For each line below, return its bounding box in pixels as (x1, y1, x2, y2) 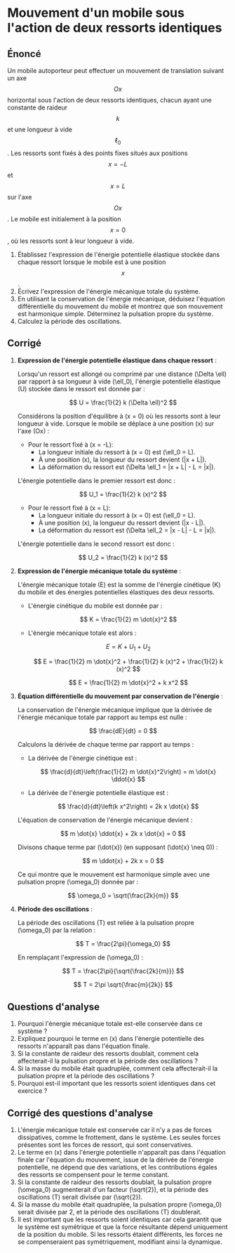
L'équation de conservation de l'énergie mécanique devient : (17, 816, 193, 825)
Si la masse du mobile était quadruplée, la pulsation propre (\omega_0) (17, 1200, 222, 1209)
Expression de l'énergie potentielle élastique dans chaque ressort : (17, 356, 217, 365)
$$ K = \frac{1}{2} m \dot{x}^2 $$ (79, 615, 177, 623)
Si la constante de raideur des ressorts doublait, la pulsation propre (17, 1178, 212, 1186)
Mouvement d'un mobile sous (7, 5, 184, 21)
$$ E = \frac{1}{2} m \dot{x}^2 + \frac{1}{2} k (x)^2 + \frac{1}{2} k (33, 657, 223, 666)
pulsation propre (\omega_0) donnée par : (17, 878, 139, 886)
